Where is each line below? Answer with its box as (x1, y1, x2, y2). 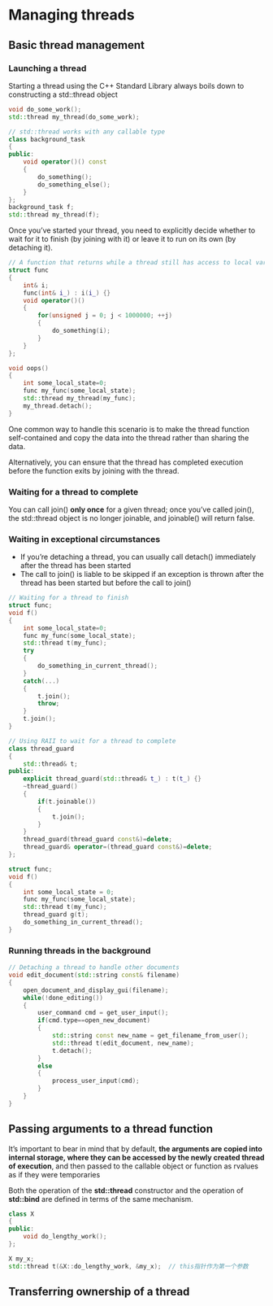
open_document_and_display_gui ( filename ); (23, 986, 169, 994)
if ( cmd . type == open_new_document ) (37, 1016, 151, 1024)
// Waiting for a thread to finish (8, 594, 129, 602)
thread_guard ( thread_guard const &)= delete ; (23, 836, 173, 844)
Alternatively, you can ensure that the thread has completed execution (8, 457, 244, 467)
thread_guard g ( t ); (23, 911, 89, 919)
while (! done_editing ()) (23, 994, 104, 1002)
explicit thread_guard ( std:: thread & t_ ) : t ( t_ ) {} (23, 775, 201, 783)
